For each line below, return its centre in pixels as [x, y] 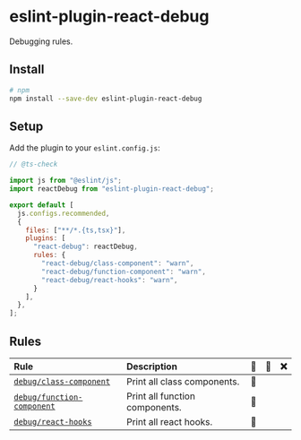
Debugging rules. [41, 41]
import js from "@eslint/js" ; [66, 181]
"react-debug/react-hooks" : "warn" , [110, 280]
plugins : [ [46, 238]
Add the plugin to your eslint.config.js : [85, 148]
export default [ [42, 205]
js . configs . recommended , [64, 213]
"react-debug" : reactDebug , [86, 247]
